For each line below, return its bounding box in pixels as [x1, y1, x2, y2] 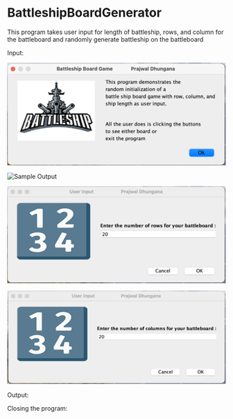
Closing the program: [7, 404, 68, 413]
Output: [7, 391, 29, 400]
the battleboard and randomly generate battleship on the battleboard [7, 35, 204, 43]
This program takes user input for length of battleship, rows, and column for [7, 28, 224, 36]
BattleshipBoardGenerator [7, 5, 162, 21]
